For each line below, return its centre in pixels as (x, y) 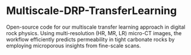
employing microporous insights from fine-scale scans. (74, 46)
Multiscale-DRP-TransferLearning (91, 11)
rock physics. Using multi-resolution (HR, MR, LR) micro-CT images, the (94, 33)
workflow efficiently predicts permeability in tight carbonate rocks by (90, 39)
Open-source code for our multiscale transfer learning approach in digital (96, 27)
